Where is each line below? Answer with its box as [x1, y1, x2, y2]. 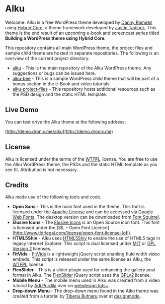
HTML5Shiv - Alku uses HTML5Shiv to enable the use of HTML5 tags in [12, 235, 161, 241]
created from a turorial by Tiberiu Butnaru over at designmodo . [12, 293, 141, 299]
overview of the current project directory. [5, 55, 90, 61]
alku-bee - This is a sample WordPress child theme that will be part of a [12, 75, 159, 81]
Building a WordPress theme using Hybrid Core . [5, 35, 106, 41]
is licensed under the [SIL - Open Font [12, 225, 90, 231]
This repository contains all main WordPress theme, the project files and [5, 45, 153, 51]
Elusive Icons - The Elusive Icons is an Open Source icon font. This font [12, 219, 160, 226]
